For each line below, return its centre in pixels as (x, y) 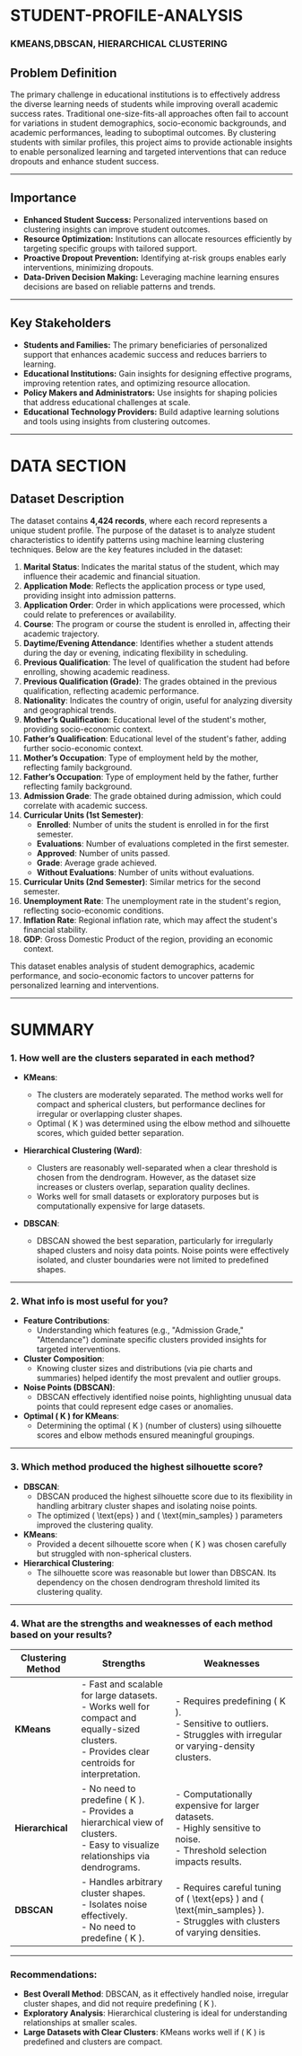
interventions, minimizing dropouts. (88, 267)
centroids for (108, 1762)
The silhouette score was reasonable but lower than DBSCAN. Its (156, 1573)
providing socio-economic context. (88, 729)
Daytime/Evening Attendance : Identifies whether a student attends (148, 642)
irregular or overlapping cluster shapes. (109, 1114)
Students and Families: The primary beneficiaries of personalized (145, 345)
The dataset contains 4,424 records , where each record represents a (139, 520)
